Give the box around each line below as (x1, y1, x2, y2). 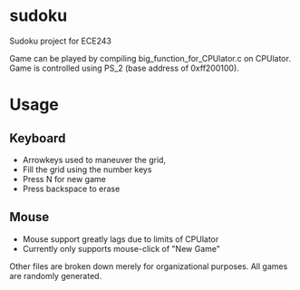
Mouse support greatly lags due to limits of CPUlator (22, 233, 219, 245)
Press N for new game (22, 173, 106, 184)
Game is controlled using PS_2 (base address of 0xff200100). (9, 63, 240, 73)
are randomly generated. (9, 270, 102, 281)
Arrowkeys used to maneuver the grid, (22, 154, 166, 165)
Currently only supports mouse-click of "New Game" (22, 243, 220, 254)
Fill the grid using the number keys (22, 164, 152, 175)
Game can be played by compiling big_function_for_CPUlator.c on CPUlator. (9, 53, 292, 63)
